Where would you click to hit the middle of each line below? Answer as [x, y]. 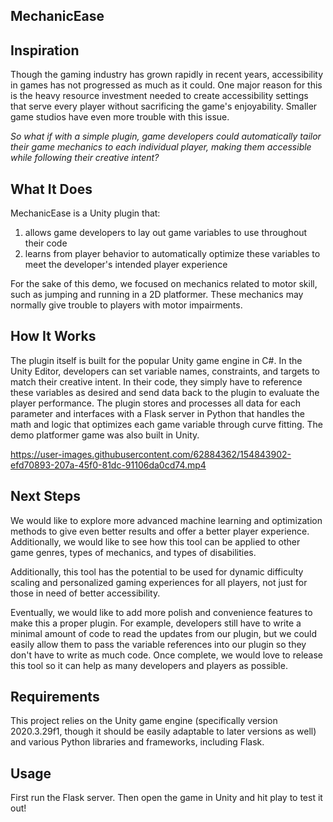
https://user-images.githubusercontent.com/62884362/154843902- [151, 454]
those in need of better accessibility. [85, 593]
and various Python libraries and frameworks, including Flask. [137, 742]
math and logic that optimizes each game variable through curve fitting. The [166, 424]
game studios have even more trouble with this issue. [120, 117]
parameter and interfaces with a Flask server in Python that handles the [157, 413]
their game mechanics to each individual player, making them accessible [161, 147]
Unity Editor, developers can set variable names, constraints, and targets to [165, 371]
